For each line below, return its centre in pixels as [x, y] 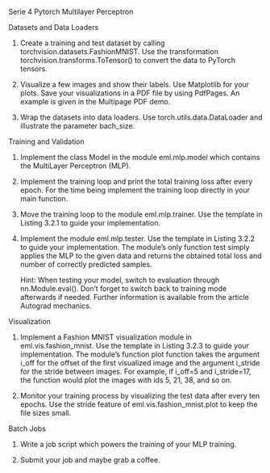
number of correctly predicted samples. [86, 264]
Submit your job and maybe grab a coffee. [90, 460]
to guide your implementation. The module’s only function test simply [135, 247]
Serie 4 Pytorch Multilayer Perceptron [71, 12]
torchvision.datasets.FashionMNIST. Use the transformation [119, 51]
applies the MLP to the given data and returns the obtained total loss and [141, 256]
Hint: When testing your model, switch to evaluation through [120, 280]
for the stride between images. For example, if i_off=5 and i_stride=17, [135, 372]
